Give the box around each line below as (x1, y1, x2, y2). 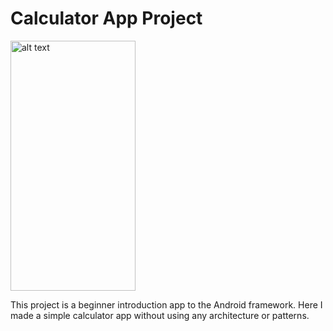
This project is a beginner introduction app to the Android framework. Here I (10, 298, 323, 311)
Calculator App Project (10, 7, 203, 30)
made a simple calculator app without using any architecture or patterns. (10, 309, 310, 321)
